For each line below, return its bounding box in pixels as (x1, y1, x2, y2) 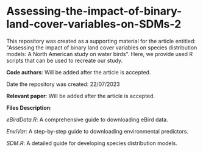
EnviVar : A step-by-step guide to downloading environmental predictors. (6, 127, 189, 135)
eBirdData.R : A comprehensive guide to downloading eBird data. (6, 116, 169, 123)
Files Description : (6, 104, 52, 111)
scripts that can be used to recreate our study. (6, 57, 123, 64)
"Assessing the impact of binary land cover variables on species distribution (6, 44, 198, 51)
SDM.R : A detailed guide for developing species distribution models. (6, 139, 178, 147)
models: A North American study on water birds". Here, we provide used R (6, 50, 193, 57)
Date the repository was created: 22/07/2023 (6, 80, 120, 88)
